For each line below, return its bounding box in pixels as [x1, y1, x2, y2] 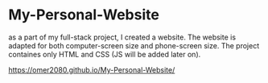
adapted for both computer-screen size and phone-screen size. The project [8, 40, 260, 50]
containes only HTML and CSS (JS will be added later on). [8, 49, 201, 59]
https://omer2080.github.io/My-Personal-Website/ [8, 64, 175, 74]
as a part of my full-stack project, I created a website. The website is [8, 32, 236, 42]
